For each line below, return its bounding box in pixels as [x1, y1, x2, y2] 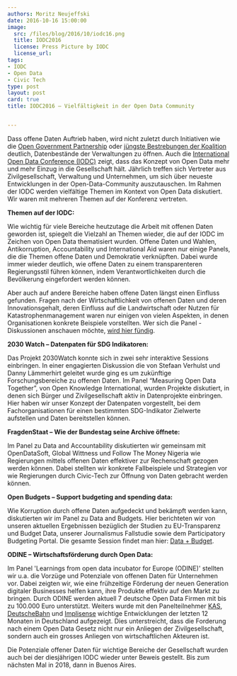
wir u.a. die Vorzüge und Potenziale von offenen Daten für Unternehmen [7, 571, 218, 580]
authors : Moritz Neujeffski [7, 10, 91, 18]
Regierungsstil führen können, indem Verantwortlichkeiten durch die [7, 267, 207, 276]
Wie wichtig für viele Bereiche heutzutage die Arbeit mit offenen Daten [7, 222, 214, 230]
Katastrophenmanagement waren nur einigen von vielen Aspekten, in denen [7, 311, 229, 320]
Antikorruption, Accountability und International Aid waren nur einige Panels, [7, 244, 231, 253]
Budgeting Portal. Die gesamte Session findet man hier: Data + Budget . [7, 536, 214, 545]
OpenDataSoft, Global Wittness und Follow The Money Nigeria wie [7, 449, 201, 457]
